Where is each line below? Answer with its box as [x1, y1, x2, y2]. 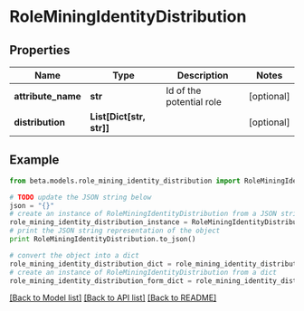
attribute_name [14, 90, 81, 102]
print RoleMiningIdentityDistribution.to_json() [9, 235, 196, 244]
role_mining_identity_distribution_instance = [9, 218, 188, 227]
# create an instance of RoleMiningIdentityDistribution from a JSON [9, 210, 278, 219]
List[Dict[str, [90, 110, 147, 123]
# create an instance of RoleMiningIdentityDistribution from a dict [9, 268, 278, 277]
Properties [9, 42, 71, 58]
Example [9, 152, 60, 168]
